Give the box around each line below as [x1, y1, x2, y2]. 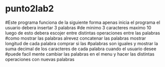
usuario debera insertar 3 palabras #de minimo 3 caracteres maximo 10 [5, 24, 152, 30]
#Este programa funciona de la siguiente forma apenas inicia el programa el [5, 19, 161, 25]
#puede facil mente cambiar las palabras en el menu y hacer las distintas [5, 51, 155, 57]
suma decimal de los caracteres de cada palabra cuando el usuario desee [5, 46, 157, 52]
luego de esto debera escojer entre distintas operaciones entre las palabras [5, 30, 161, 36]
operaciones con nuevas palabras [5, 56, 75, 62]
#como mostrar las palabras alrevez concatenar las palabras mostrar [5, 35, 146, 41]
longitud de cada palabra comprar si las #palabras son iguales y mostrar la [5, 40, 158, 46]
